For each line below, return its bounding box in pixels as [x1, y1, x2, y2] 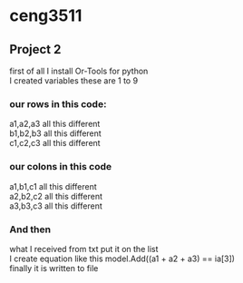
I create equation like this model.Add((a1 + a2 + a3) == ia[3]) [9, 253, 236, 264]
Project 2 [9, 42, 62, 57]
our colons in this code [9, 161, 112, 173]
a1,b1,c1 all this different [9, 181, 97, 191]
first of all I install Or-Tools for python [9, 65, 149, 76]
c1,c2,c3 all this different [9, 138, 102, 149]
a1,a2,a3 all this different [9, 119, 101, 130]
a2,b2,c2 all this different [9, 190, 102, 201]
